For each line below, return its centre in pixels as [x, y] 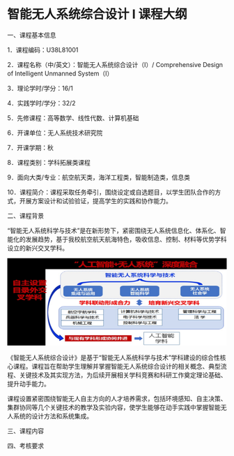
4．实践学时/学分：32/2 [41, 103]
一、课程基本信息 [32, 35]
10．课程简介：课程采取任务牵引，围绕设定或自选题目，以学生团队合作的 [111, 192]
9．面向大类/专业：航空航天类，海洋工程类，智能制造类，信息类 [99, 177]
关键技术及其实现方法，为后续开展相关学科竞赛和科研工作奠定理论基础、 [123, 375]
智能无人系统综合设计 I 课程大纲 [97, 14]
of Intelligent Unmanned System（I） [60, 73]
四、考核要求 [25, 446]
